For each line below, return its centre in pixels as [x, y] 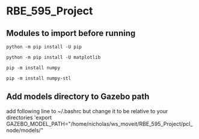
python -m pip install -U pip [44, 47]
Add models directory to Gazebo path [78, 97]
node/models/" [25, 130]
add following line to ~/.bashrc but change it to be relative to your [87, 111]
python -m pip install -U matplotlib [54, 58]
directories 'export [29, 117]
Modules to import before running [71, 33]
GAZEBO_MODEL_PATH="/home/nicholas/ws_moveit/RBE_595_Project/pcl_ [99, 123]
